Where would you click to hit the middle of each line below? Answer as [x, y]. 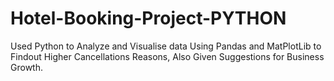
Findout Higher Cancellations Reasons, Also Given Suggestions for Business [167, 56]
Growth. [26, 67]
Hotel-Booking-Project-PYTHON [148, 18]
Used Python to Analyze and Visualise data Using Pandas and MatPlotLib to [166, 46]
